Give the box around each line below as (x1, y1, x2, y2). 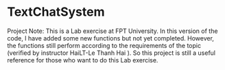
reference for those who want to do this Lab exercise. (7, 56, 158, 64)
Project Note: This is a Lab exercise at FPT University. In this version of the (7, 27, 218, 35)
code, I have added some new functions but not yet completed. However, (7, 34, 215, 42)
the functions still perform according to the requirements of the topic (7, 41, 201, 49)
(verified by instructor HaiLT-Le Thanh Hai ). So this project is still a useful (7, 49, 216, 57)
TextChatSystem (7, 4, 105, 20)
